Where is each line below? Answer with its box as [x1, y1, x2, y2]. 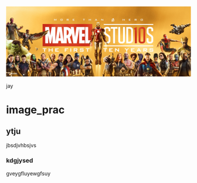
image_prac [6, 103, 65, 116]
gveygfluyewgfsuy [6, 170, 51, 177]
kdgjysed [6, 157, 33, 165]
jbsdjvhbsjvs [6, 142, 37, 149]
